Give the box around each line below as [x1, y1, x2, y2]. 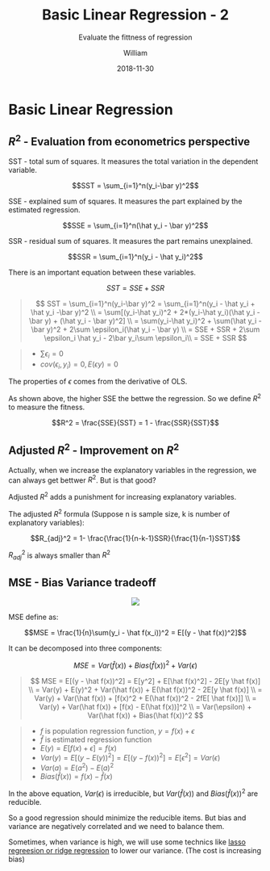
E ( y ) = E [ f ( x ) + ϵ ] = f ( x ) [39, 743, 117, 752]
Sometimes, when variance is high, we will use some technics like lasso [8, 837, 246, 847]
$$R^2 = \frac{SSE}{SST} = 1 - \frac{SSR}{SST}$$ [51, 418, 220, 427]
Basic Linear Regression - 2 [41, 6, 230, 24]
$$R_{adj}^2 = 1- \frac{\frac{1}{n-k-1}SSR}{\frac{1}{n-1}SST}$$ [30, 533, 241, 542]
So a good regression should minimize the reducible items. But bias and [8, 813, 247, 823]
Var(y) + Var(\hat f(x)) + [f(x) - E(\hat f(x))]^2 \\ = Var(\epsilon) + [39, 701, 252, 711]
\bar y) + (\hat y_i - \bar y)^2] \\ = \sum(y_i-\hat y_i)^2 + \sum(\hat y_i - [29, 316, 262, 325]
